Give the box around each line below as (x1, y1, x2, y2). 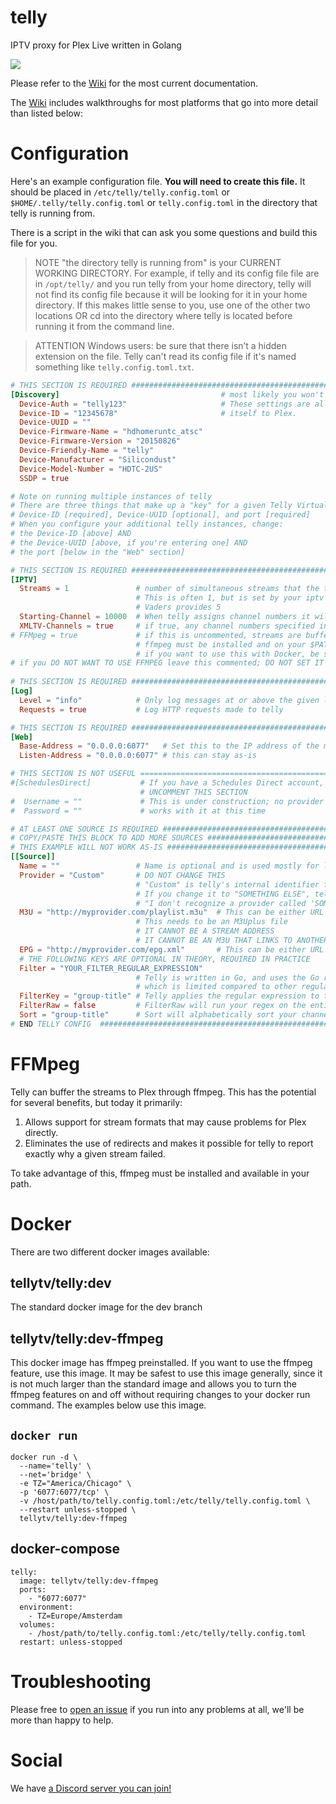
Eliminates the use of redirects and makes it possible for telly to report (24, 1137, 314, 1149)
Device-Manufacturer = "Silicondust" (19, 454, 177, 465)
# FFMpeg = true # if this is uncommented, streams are (10, 630, 302, 640)
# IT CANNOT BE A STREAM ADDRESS (135, 926, 275, 936)
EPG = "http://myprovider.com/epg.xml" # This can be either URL (19, 944, 325, 955)
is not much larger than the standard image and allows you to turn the (10, 1378, 297, 1390)
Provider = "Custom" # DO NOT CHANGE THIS (19, 870, 226, 880)
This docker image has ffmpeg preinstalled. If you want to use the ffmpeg (10, 1357, 313, 1369)
